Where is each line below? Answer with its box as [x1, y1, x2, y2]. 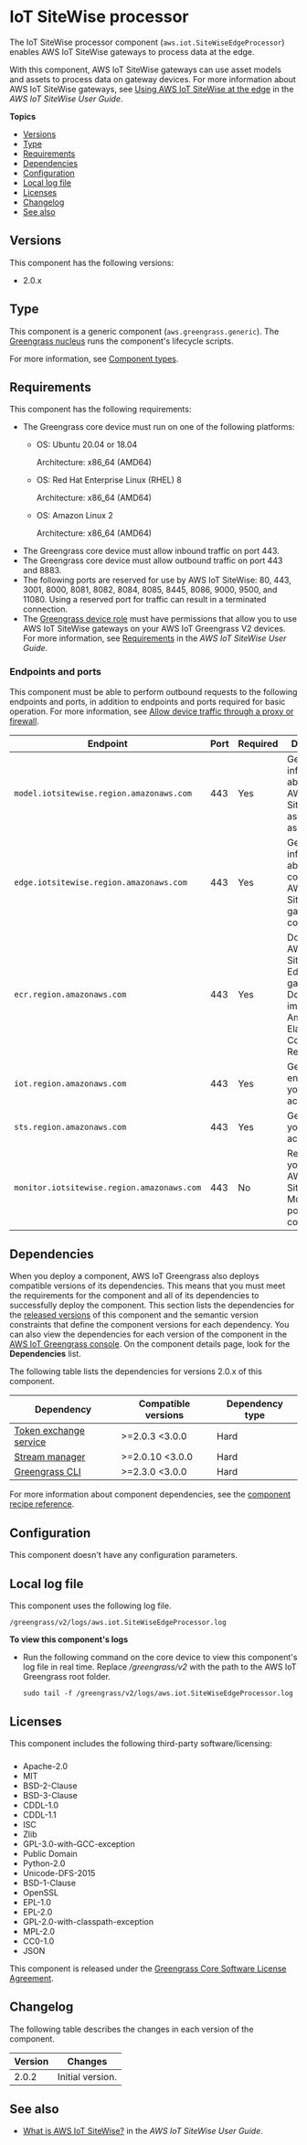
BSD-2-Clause [22, 1780, 78, 1791]
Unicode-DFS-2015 [22, 1867, 96, 1878]
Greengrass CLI [14, 1466, 81, 1478]
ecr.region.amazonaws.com [14, 989, 127, 999]
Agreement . [9, 1972, 54, 1983]
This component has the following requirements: [9, 404, 192, 415]
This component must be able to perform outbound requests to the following [9, 686, 298, 697]
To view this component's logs [9, 1634, 129, 1645]
